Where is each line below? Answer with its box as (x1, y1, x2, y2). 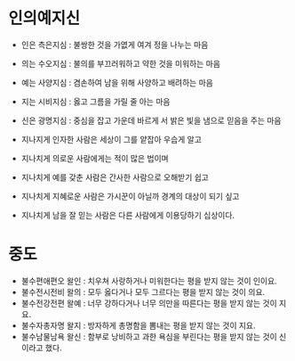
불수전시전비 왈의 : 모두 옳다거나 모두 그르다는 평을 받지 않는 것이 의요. (20, 286, 266, 297)
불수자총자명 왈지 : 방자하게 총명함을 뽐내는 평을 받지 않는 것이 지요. (20, 320, 256, 331)
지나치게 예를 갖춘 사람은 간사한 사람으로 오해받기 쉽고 (20, 171, 210, 183)
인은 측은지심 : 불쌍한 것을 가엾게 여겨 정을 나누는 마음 (20, 39, 209, 50)
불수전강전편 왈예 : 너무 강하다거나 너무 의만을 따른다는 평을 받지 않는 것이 (20, 298, 277, 308)
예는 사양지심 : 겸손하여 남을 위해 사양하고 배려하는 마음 (20, 77, 214, 87)
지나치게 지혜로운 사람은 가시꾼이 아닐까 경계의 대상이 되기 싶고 (20, 191, 240, 201)
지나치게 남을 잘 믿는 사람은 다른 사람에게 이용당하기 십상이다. (20, 209, 235, 220)
